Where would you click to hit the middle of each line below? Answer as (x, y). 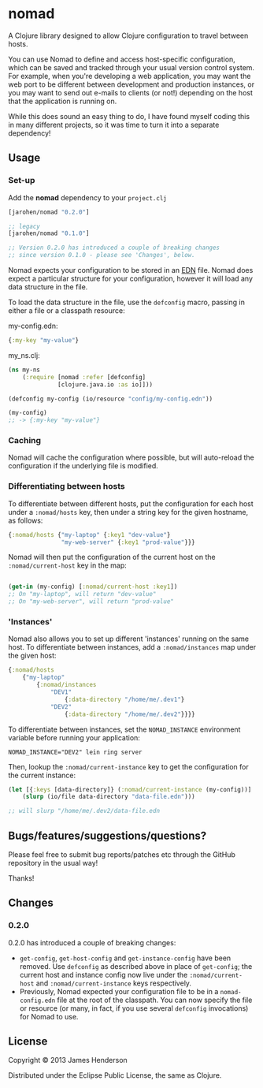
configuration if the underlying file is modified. (83, 466)
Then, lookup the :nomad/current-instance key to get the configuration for (129, 766)
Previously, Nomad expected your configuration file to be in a (119, 991)
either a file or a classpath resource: (67, 311)
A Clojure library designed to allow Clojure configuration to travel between (128, 35)
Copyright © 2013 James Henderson (68, 1060)
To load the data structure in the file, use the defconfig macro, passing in (127, 302)
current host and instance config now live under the (104, 974)
